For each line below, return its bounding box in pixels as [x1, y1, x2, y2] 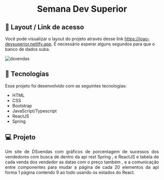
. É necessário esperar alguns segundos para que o [51, 41, 155, 47]
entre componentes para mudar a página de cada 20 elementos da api [5, 164, 159, 170]
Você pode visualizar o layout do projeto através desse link [5, 36, 123, 42]
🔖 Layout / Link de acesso [5, 23, 84, 31]
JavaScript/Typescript [12, 108, 57, 113]
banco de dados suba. [5, 46, 50, 52]
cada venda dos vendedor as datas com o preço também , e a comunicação [5, 159, 159, 165]
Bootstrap [12, 103, 32, 109]
